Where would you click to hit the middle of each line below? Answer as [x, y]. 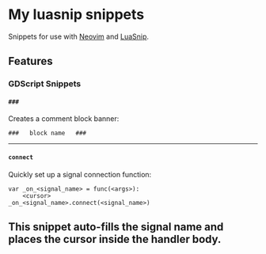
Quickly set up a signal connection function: [80, 174]
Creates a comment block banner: [64, 119]
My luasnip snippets [76, 15]
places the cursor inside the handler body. [115, 239]
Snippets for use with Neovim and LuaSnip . [78, 36]
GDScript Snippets [45, 84]
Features [30, 61]
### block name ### [47, 133]
